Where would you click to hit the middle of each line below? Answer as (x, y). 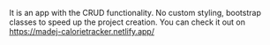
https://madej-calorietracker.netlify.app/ (82, 31)
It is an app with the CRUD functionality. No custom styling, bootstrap (135, 13)
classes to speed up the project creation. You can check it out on (127, 22)
